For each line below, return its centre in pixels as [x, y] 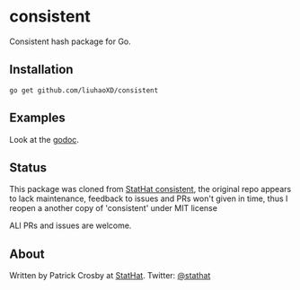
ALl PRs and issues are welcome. [71, 225]
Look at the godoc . [44, 139]
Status [28, 167]
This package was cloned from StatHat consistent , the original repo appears [150, 189]
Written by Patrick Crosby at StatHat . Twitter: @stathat [110, 276]
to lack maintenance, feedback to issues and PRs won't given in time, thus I [149, 198]
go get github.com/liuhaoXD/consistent [84, 90]
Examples [37, 118]
